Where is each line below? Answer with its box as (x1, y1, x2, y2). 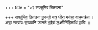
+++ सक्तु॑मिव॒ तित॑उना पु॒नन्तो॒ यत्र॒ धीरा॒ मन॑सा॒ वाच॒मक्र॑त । (5, 15, 94, 20)
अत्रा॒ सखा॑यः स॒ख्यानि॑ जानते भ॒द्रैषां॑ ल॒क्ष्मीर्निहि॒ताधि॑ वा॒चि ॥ (5, 20, 90, 25)
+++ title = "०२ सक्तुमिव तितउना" (5, 5, 64, 10)
